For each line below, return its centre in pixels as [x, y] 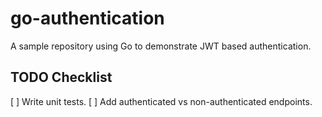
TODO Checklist [61, 77]
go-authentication [87, 18]
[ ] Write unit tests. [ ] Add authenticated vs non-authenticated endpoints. [161, 101]
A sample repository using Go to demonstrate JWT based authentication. [161, 46]
